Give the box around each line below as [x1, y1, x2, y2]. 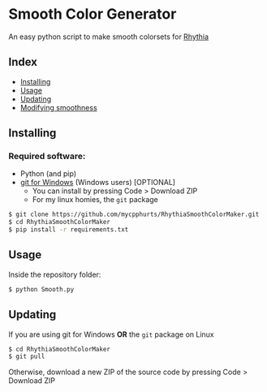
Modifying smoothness [19, 102, 97, 112]
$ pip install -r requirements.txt [8, 226, 129, 234]
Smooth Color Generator [8, 5, 177, 24]
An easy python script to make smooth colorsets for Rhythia [8, 32, 209, 41]
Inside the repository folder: [8, 269, 101, 279]
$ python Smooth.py [8, 285, 75, 293]
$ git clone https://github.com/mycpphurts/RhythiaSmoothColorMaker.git [8, 210, 260, 219]
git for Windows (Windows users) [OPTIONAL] [19, 178, 176, 187]
